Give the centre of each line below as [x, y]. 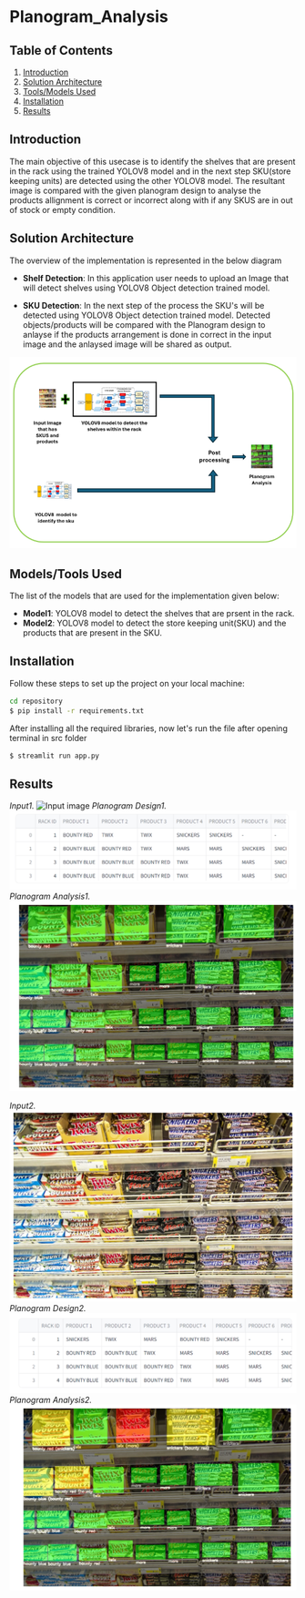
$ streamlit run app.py [55, 756]
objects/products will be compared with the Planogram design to [144, 324]
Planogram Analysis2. [51, 1400]
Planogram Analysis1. [50, 896]
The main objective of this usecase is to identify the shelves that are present [152, 161]
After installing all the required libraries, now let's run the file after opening [149, 728]
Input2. [23, 1105]
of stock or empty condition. [62, 209]
